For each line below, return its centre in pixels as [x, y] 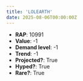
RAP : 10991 [29, 34]
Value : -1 [26, 41]
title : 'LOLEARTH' [29, 12]
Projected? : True [36, 60]
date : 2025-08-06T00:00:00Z [42, 17]
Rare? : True [30, 73]
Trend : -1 [26, 53]
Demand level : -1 [37, 47]
